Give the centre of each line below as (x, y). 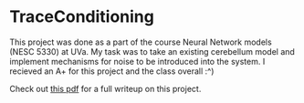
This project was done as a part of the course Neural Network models (141, 42)
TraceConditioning (82, 17)
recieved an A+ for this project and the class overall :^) (112, 71)
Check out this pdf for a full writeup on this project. (105, 88)
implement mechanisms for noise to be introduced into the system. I (137, 61)
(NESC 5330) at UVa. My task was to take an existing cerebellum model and (152, 51)
